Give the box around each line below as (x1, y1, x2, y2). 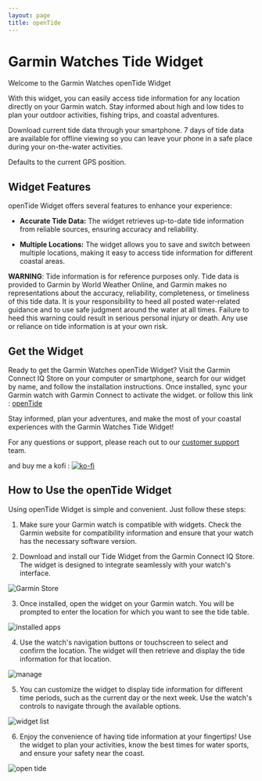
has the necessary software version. (19, 536, 137, 546)
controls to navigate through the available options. (19, 701, 181, 710)
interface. (19, 568, 51, 578)
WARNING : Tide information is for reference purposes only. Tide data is (8, 272, 240, 281)
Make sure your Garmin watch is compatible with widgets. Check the (19, 520, 242, 529)
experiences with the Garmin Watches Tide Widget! (8, 422, 174, 432)
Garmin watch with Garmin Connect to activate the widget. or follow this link (8, 390, 253, 400)
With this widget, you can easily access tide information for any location (8, 93, 240, 103)
